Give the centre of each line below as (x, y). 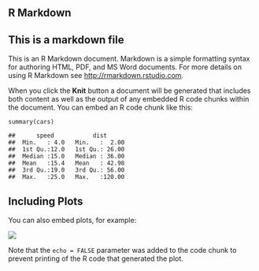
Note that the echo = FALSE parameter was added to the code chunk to (122, 251)
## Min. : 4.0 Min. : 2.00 (67, 143)
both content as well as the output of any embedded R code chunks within (129, 99)
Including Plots (46, 201)
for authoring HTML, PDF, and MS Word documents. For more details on (125, 67)
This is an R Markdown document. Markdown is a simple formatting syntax (129, 59)
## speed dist (58, 136)
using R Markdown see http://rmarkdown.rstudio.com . (96, 76)
